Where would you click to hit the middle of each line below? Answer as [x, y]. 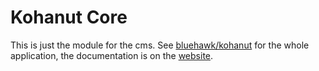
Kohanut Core [69, 17]
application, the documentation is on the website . [112, 55]
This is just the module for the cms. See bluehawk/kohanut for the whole [160, 45]
